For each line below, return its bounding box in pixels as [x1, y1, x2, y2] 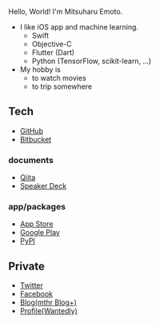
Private [8, 259, 46, 273]
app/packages [8, 201, 66, 213]
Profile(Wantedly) [19, 306, 78, 316]
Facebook [19, 289, 54, 299]
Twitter [19, 281, 44, 290]
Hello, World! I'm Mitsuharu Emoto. [8, 7, 123, 16]
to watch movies [31, 74, 86, 82]
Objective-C [31, 39, 72, 49]
